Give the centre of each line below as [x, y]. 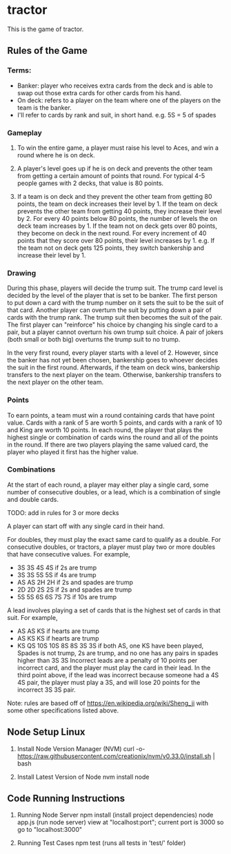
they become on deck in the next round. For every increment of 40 [112, 233]
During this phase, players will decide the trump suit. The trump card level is [115, 288]
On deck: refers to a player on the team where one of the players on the [119, 100]
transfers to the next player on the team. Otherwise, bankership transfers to [114, 375]
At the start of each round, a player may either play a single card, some [108, 485]
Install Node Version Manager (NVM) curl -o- [81, 748]
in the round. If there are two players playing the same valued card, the [108, 445]
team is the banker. [44, 107]
